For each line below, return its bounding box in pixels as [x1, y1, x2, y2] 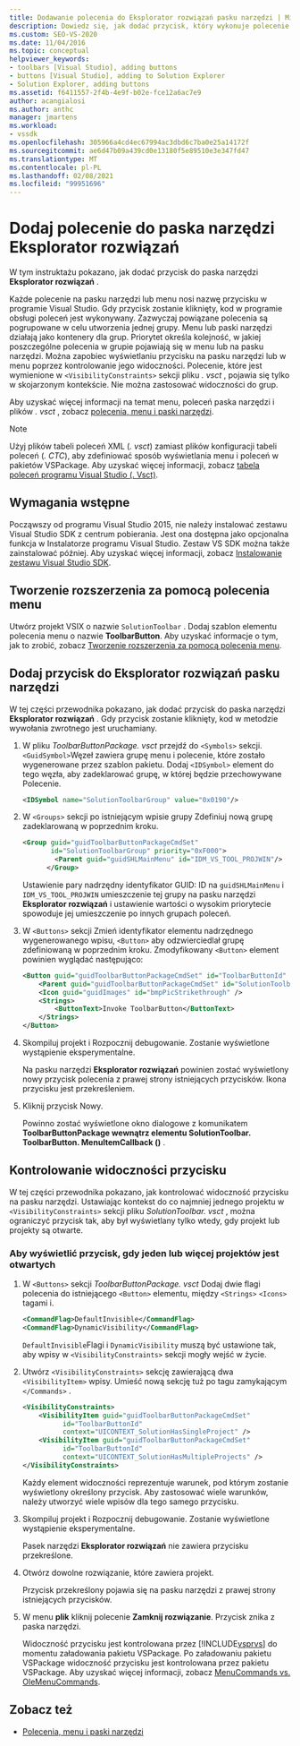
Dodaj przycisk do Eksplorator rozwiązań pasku [9, 666, 280, 681]
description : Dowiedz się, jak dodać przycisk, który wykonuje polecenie [9, 21, 290, 30]
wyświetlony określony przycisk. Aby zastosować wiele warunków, [21, 1486, 269, 1497]
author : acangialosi [9, 96, 87, 106]
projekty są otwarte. [9, 1224, 83, 1236]
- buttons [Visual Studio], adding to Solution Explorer [9, 72, 226, 81]
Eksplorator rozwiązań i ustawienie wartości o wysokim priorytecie [21, 898, 271, 909]
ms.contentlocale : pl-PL [9, 163, 102, 172]
